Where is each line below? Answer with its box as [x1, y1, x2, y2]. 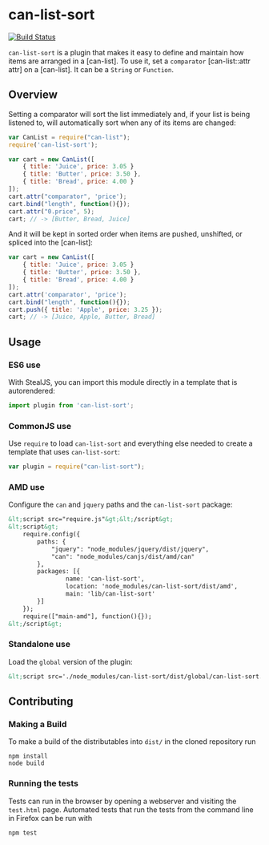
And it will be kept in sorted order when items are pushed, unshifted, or [8, 229, 243, 239]
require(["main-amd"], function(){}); [22, 612, 152, 621]
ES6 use [8, 359, 42, 370]
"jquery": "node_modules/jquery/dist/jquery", [50, 545, 210, 553]
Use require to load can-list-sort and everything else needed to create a [8, 439, 254, 448]
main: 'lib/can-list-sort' [65, 590, 156, 598]
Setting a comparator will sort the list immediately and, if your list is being [8, 109, 251, 119]
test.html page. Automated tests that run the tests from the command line [8, 804, 254, 815]
